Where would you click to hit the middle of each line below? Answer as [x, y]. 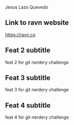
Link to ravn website [37, 23]
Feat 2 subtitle [28, 50]
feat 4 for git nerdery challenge [37, 117]
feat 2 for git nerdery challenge [37, 62]
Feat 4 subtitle [28, 105]
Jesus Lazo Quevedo [27, 7]
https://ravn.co [20, 35]
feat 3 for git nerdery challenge [37, 90]
